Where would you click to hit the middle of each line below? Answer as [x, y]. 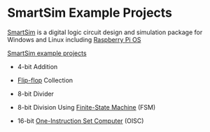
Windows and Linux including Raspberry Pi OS [74, 39]
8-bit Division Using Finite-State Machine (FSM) [86, 107]
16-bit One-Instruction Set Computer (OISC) [80, 121]
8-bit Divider [36, 94]
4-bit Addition [37, 66]
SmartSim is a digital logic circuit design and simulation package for [105, 32]
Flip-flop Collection [45, 80]
